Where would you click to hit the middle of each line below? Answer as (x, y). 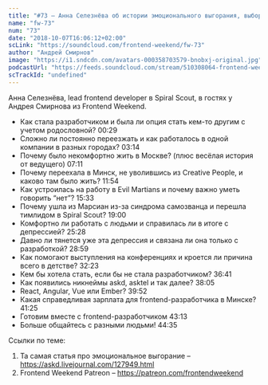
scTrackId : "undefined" (48, 75)
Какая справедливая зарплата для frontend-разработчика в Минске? (138, 299)
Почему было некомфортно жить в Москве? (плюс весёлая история (136, 155)
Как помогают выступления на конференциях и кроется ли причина (136, 257)
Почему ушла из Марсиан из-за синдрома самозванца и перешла (133, 206)
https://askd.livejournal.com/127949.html (87, 364)
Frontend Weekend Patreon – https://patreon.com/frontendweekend (132, 372)
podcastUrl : (28, 68)
